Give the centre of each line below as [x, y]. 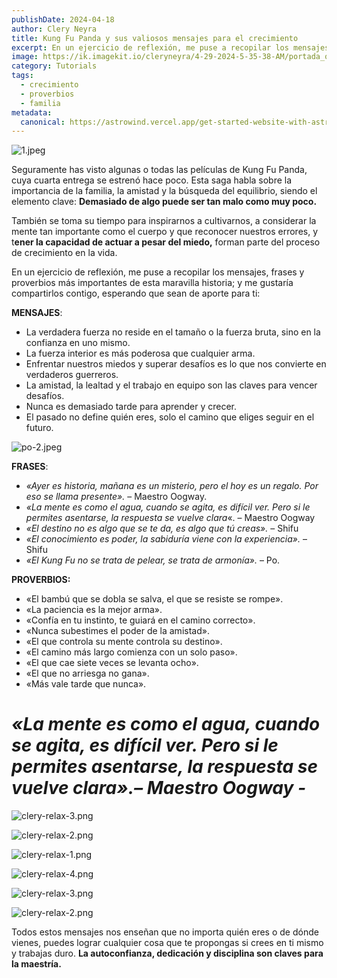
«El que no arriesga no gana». [87, 673]
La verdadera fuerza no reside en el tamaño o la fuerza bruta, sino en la [173, 332]
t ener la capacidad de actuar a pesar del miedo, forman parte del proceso [166, 242]
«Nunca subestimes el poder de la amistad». [117, 631]
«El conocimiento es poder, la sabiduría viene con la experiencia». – [166, 539]
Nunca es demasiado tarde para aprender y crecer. [131, 407]
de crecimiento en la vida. [64, 253]
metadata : [32, 112]
